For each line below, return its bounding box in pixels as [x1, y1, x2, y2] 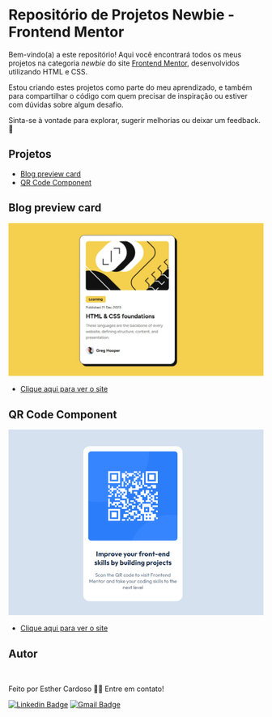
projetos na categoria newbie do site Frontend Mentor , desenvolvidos [8, 58, 240, 68]
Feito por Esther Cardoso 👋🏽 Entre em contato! [8, 684, 164, 694]
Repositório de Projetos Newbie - [8, 6, 235, 24]
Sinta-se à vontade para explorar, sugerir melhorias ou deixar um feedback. [8, 115, 261, 125]
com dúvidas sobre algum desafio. [8, 100, 124, 109]
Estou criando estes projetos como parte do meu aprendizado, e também [8, 83, 253, 92]
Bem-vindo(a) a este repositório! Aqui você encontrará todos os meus [8, 49, 242, 59]
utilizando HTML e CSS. [8, 66, 88, 76]
